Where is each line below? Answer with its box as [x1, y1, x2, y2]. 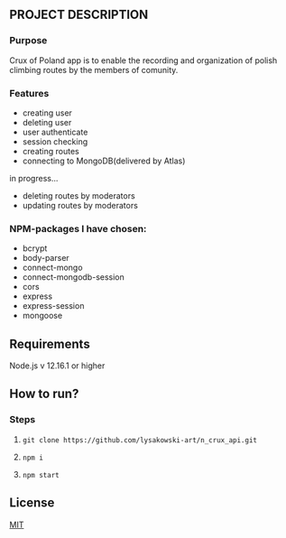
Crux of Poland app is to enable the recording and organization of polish [9, 54, 278, 66]
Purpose [9, 34, 48, 47]
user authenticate [22, 126, 88, 137]
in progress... [9, 172, 59, 183]
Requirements [9, 336, 90, 351]
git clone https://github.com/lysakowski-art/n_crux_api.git [22, 435, 258, 445]
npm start [22, 470, 60, 479]
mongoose [22, 311, 63, 321]
